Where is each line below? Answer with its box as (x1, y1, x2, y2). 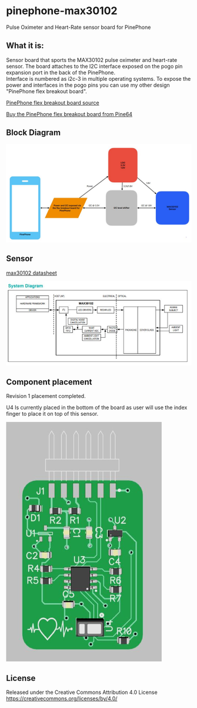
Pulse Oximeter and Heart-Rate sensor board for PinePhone (6, 24, 151, 31)
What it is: (6, 41, 44, 51)
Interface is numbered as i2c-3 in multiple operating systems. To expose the (6, 75, 191, 82)
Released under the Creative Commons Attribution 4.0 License (6, 689, 158, 696)
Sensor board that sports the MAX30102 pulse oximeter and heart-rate (6, 56, 178, 63)
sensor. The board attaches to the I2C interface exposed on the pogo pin (6, 62, 183, 70)
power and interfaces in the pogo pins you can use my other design (6, 81, 171, 88)
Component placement (6, 377, 92, 387)
